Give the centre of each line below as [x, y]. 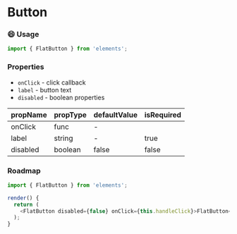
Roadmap [24, 171]
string [63, 138]
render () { [23, 198]
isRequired [163, 115]
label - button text [44, 90]
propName [29, 115]
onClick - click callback [51, 82]
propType [70, 115]
